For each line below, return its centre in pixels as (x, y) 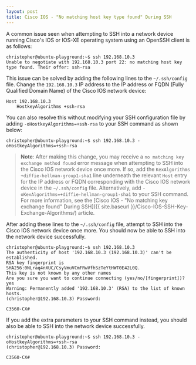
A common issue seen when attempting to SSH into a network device (90, 33)
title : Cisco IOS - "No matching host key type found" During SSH (89, 17)
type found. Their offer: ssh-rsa (48, 67)
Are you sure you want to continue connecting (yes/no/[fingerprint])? (95, 278)
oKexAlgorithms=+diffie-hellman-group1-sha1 (76, 194)
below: (14, 130)
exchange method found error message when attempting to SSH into (102, 163)
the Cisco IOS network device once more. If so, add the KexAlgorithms (105, 169)
